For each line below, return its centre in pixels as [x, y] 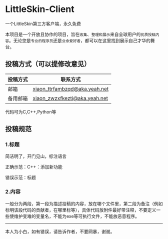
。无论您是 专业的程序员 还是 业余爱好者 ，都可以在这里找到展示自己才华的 [80, 40]
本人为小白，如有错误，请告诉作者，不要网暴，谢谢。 [60, 231]
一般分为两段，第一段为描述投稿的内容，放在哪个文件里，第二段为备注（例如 [84, 203]
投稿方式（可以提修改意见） [48, 64]
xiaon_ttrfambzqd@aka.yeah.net [71, 88]
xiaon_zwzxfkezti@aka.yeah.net [70, 98]
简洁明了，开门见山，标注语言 [36, 156]
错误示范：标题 [20, 177]
